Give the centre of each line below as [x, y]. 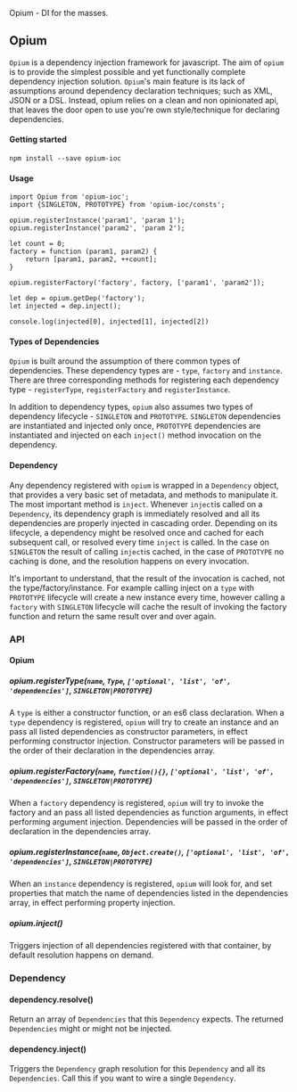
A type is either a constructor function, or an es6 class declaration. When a [147, 713]
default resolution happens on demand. [82, 955]
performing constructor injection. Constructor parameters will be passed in [147, 741]
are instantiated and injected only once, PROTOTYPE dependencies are [135, 426]
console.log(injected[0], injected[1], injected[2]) [109, 322]
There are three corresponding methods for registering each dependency [144, 380]
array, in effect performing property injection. [92, 903]
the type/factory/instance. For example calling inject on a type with [132, 587]
